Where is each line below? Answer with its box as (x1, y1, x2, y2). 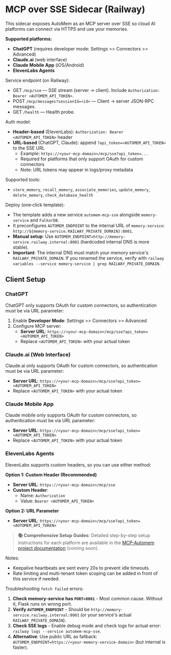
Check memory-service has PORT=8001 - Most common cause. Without (12, 595, 163, 601)
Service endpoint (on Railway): (5, 77, 70, 83)
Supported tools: (5, 176, 41, 182)
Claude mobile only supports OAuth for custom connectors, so (5, 412, 137, 418)
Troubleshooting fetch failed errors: (5, 586, 84, 592)
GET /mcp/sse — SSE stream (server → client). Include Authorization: (12, 87, 160, 93)
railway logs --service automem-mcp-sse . (12, 628, 101, 634)
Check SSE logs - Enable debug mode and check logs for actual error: (12, 622, 161, 628)
